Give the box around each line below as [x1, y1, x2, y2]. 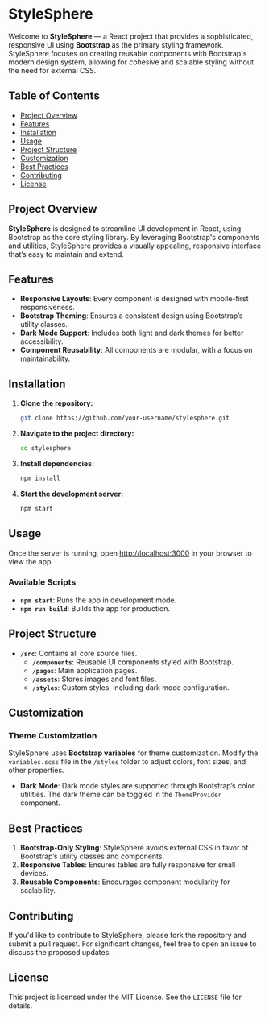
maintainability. [19, 353, 71, 363]
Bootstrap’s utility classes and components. [19, 851, 165, 862]
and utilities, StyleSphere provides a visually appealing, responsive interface [8, 241, 262, 250]
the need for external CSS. [8, 65, 97, 75]
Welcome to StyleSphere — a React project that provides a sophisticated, [8, 31, 254, 41]
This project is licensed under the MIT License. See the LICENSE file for [8, 992, 242, 1002]
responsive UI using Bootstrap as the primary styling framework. [8, 39, 224, 49]
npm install [19, 474, 60, 482]
